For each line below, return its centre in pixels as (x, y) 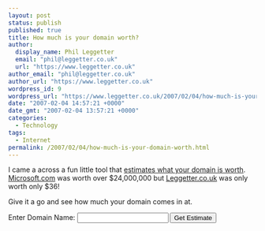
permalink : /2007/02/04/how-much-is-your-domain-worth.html (109, 147)
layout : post (30, 15)
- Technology (37, 125)
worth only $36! (34, 187)
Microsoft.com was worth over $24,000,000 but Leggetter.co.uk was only (128, 178)
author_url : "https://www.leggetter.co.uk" (81, 81)
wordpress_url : (33, 96)
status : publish (35, 23)
